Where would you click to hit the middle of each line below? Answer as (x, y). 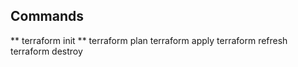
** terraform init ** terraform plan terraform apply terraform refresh (149, 40)
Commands (47, 16)
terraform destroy (46, 51)
